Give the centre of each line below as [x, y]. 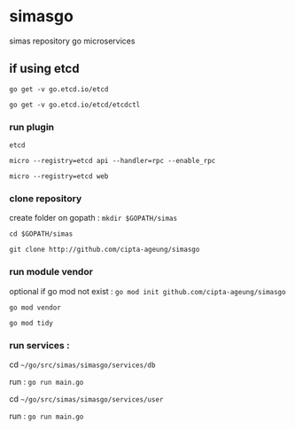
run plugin [32, 127]
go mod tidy [31, 323]
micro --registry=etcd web [59, 176]
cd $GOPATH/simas [41, 234]
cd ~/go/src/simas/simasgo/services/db [82, 364]
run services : [39, 345]
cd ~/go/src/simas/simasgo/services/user [86, 399]
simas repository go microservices [72, 41]
